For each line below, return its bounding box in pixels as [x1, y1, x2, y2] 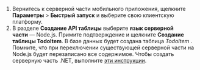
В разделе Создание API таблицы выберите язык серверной [12, 24, 174, 32]
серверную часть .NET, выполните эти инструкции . [12, 57, 147, 64]
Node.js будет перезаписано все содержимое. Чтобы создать [12, 51, 174, 57]
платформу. [12, 18, 43, 25]
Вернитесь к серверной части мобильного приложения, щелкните [12, 5, 186, 12]
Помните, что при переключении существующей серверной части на [12, 44, 195, 51]
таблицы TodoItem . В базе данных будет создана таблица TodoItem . [12, 38, 193, 44]
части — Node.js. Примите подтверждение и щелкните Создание [12, 31, 184, 38]
